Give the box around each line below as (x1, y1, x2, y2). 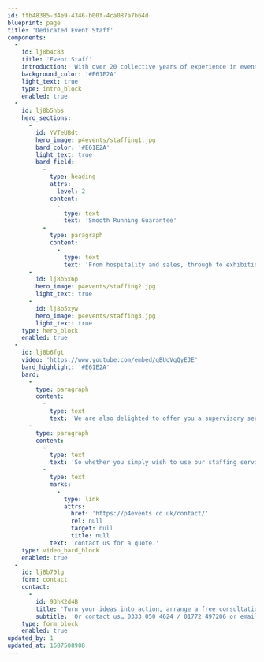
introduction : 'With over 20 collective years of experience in (21, 63, 237, 71)
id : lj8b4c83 (21, 48, 65, 56)
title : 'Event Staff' (21, 56, 92, 64)
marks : (49, 480, 72, 489)
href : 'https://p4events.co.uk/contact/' (70, 510, 210, 518)
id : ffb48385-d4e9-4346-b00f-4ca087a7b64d (7, 11, 149, 20)
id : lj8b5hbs (21, 107, 65, 115)
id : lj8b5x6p (35, 275, 79, 284)
